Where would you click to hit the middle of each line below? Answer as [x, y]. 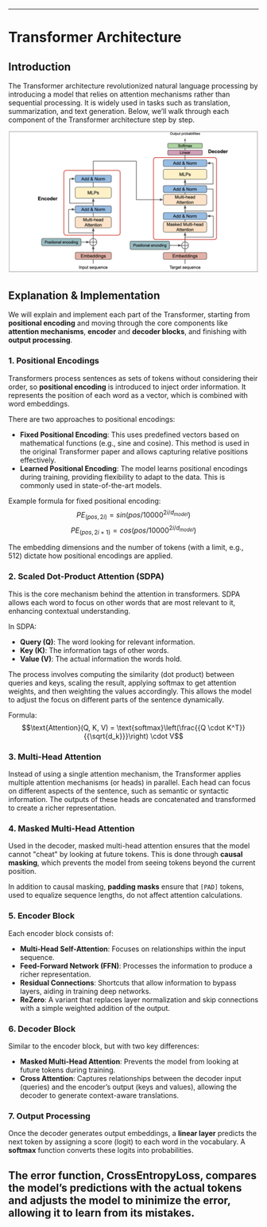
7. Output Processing [50, 1115]
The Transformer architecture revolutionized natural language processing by [133, 86]
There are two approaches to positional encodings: [92, 419]
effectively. [38, 460]
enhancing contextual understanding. [70, 611]
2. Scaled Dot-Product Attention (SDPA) [86, 576]
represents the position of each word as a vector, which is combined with [128, 395]
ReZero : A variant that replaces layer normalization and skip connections [139, 999]
